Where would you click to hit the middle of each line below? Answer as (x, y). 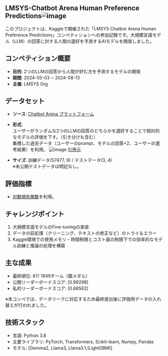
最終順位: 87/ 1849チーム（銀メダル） (51, 276)
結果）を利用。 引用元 (49, 150)
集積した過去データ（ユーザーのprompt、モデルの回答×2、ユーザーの (84, 143)
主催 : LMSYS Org (30, 84)
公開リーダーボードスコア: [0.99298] (50, 282)
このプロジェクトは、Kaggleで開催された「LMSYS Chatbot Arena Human (81, 28)
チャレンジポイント (35, 214)
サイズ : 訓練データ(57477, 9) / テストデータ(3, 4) (62, 160)
